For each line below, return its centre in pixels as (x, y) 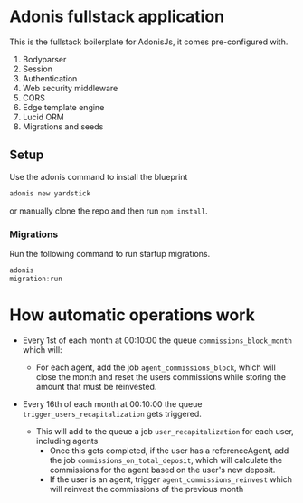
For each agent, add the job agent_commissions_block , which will (156, 367)
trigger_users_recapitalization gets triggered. (112, 413)
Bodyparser (44, 59)
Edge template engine (63, 107)
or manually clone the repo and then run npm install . (109, 211)
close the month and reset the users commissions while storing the (161, 376)
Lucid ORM (43, 117)
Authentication (50, 78)
